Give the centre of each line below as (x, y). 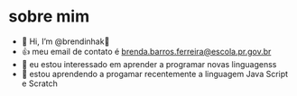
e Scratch (39, 83)
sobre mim (49, 17)
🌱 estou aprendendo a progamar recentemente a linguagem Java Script (155, 74)
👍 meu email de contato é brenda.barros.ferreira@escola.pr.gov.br (146, 51)
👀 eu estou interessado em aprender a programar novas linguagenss (149, 64)
